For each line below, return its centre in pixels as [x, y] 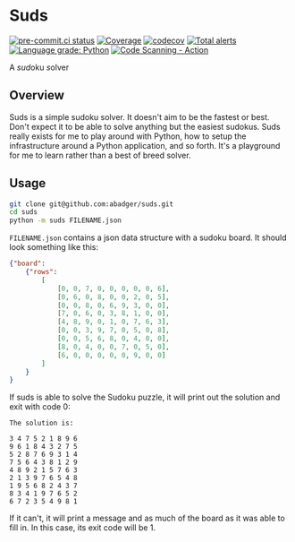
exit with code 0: [40, 407]
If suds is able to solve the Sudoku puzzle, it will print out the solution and [145, 397]
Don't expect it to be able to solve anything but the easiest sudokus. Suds [145, 126]
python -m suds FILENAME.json [66, 220]
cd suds [24, 212]
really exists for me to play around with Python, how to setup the [128, 136]
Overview [37, 95]
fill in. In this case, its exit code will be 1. [83, 528]
